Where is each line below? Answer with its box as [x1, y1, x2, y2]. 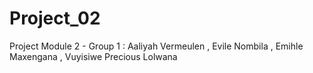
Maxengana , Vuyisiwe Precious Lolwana [9, 50, 178, 62]
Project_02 [9, 7, 101, 30]
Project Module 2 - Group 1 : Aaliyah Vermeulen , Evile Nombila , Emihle [9, 40, 304, 52]
